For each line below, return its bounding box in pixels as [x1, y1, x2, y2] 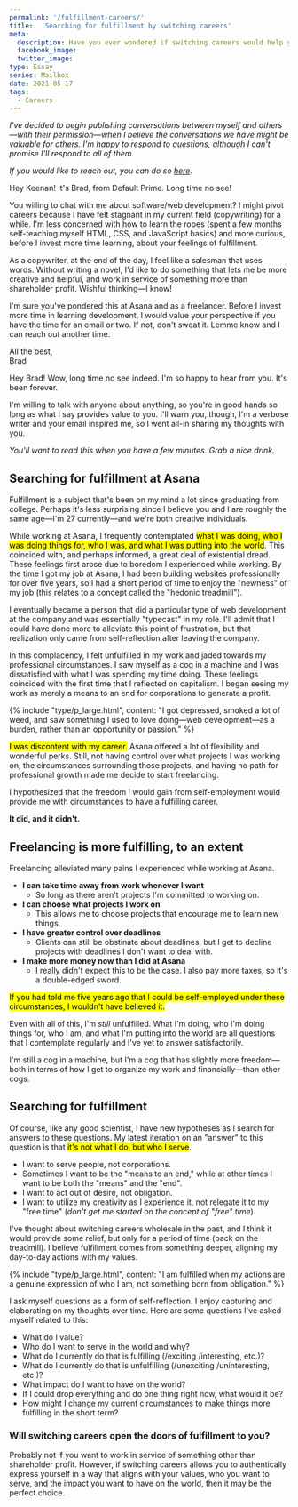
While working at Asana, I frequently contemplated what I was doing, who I [9, 531, 283, 541]
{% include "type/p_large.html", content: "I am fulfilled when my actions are [9, 1269, 286, 1279]
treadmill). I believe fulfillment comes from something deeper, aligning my [9, 1242, 278, 1253]
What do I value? [21, 1331, 84, 1343]
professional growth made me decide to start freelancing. [9, 770, 219, 781]
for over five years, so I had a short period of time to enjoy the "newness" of [9, 578, 288, 589]
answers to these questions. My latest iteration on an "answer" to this [9, 1132, 263, 1142]
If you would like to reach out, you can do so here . [9, 165, 193, 176]
